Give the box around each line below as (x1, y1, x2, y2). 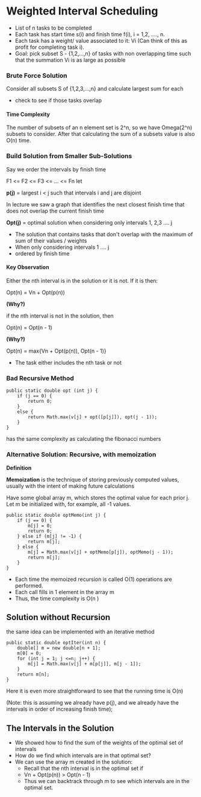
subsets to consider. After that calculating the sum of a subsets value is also (6, 130, 195, 138)
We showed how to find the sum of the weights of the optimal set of (14, 739, 184, 746)
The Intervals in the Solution (6, 723, 114, 733)
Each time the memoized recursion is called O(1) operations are (14, 575, 173, 583)
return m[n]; (17, 671, 50, 677)
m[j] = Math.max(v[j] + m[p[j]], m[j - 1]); (28, 661, 141, 667)
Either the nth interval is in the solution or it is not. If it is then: (6, 277, 158, 284)
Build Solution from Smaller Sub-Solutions (6, 152, 132, 161)
